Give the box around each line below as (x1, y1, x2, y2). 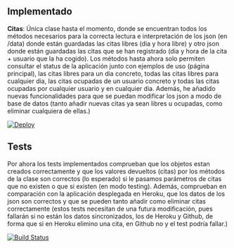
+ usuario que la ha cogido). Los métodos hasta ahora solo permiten (7, 54, 205, 63)
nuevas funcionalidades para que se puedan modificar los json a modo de (7, 92, 222, 100)
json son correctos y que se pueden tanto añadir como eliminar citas (7, 197, 206, 205)
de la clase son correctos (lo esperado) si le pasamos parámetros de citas (7, 174, 222, 182)
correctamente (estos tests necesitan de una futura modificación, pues (7, 204, 213, 213)
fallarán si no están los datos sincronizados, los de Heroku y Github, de (7, 211, 213, 221)
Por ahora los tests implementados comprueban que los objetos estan (7, 159, 211, 168)
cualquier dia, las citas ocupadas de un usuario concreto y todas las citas (7, 77, 220, 85)
